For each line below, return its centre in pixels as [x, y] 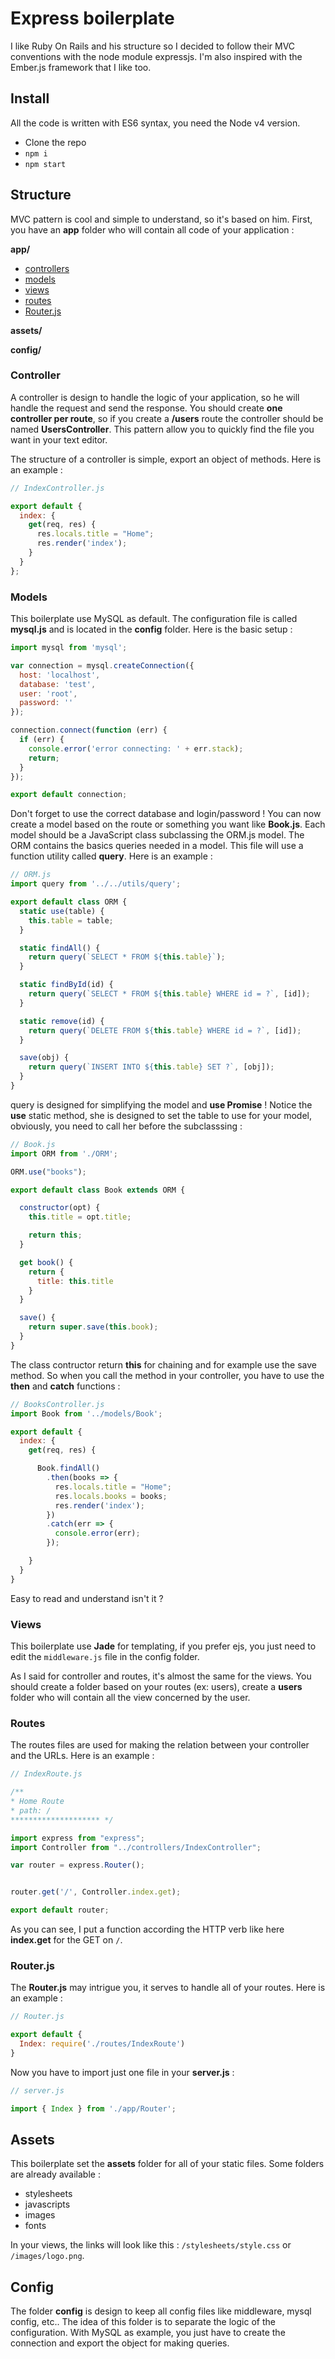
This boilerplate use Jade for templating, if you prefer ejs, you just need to [163, 1646]
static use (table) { [62, 911]
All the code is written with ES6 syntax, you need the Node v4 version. [155, 123]
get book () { [46, 1262]
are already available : [55, 2174]
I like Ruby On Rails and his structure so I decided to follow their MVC [153, 46]
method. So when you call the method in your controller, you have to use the [167, 1375]
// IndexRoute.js [46, 1774]
